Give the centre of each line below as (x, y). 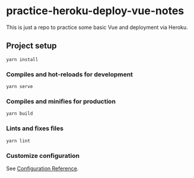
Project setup (32, 46)
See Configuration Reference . (42, 168)
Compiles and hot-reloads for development (70, 74)
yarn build (20, 114)
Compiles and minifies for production (61, 101)
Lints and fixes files (35, 128)
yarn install (22, 59)
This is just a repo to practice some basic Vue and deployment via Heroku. (97, 27)
